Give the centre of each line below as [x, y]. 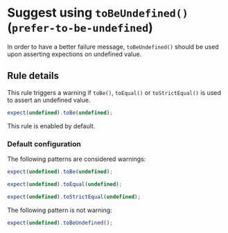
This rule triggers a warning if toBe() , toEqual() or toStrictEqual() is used [114, 92]
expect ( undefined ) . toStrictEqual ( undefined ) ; [74, 197]
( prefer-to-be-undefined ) [80, 27]
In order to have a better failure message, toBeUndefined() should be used [113, 46]
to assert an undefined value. [49, 100]
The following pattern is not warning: [60, 210]
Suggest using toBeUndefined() [98, 13]
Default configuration [44, 144]
